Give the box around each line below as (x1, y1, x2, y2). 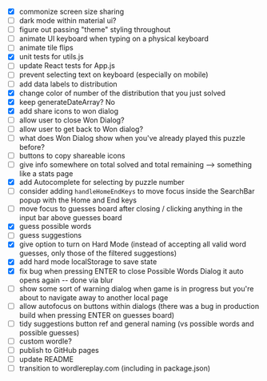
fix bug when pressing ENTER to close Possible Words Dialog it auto (18, 266, 245, 275)
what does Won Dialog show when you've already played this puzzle (18, 133, 245, 142)
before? (18, 142, 46, 151)
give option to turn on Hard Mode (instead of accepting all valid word (18, 239, 247, 249)
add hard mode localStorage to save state (18, 257, 157, 267)
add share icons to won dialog (18, 106, 119, 115)
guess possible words (18, 222, 92, 231)
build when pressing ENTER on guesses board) (18, 310, 175, 319)
